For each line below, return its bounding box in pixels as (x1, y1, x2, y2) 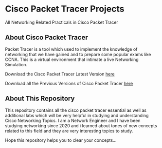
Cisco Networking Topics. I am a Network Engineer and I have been (5, 118, 141, 123)
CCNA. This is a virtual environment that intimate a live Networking (5, 57, 139, 62)
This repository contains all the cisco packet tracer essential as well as (5, 107, 147, 113)
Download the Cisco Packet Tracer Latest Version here (5, 71, 115, 77)
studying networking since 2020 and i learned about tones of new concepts (5, 122, 157, 129)
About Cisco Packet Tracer (5, 33, 89, 42)
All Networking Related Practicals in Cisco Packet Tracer (5, 19, 118, 25)
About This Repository (5, 94, 75, 103)
